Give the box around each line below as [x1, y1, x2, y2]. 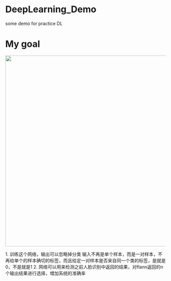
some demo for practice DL [5, 20, 63, 26]
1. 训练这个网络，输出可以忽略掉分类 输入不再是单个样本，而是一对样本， [5, 251, 158, 257]
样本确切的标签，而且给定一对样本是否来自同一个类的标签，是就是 [27, 257, 166, 263]
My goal [5, 38, 40, 50]
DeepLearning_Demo [5, 4, 97, 15]
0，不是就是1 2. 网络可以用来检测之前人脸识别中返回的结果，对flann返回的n [5, 264, 164, 270]
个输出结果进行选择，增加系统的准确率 [5, 270, 85, 276]
